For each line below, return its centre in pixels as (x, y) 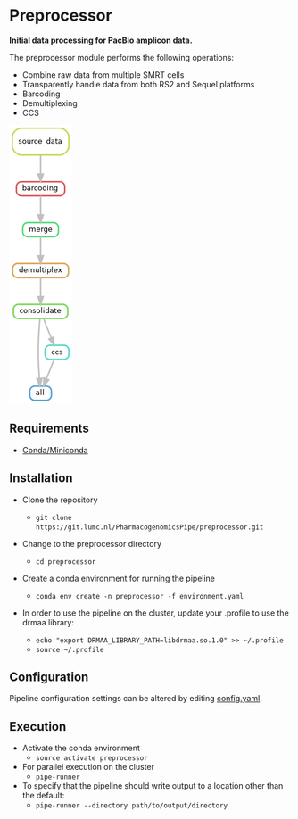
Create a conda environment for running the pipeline (119, 578)
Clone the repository (60, 500)
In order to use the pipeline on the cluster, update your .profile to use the (156, 613)
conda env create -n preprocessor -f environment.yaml (139, 596)
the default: (43, 796)
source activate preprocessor (92, 758)
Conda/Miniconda (55, 450)
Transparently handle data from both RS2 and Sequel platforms (138, 84)
